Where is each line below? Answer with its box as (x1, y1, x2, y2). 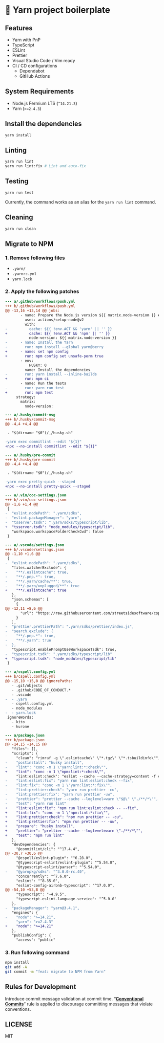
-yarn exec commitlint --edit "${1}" (5, 439, 82, 444)
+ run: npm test (5, 390, 54, 395)
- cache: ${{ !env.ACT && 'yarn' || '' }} (5, 326, 112, 332)
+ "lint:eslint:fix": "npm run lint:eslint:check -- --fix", (5, 805, 139, 811)
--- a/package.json (5, 733, 45, 738)
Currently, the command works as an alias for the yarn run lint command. (5, 199, 156, 205)
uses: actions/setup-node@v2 (24, 317, 84, 322)
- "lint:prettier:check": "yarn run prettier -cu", (5, 787, 119, 793)
